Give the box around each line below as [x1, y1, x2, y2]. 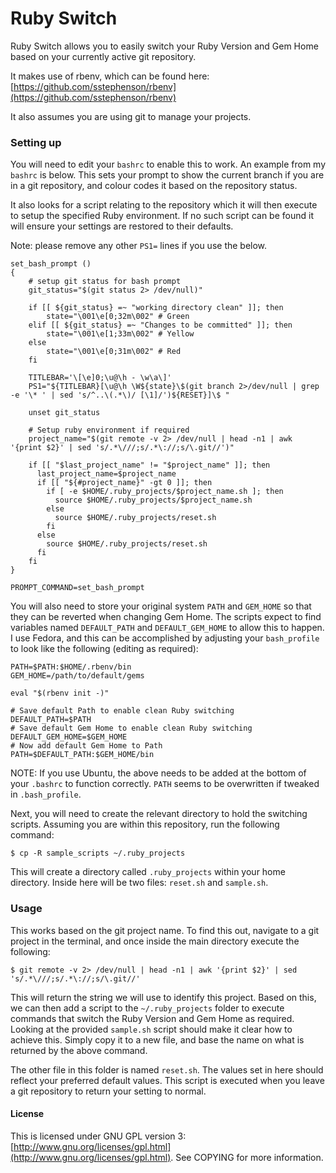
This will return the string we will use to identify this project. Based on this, [10, 991, 317, 1003]
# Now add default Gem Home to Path [10, 741, 163, 751]
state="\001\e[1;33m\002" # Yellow [46, 329, 195, 339]
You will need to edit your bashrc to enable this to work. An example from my [10, 158, 327, 171]
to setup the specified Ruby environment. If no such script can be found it [10, 210, 314, 222]
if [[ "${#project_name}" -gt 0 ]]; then [36, 478, 213, 488]
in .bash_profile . [10, 788, 82, 801]
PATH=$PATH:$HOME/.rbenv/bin [10, 662, 132, 672]
